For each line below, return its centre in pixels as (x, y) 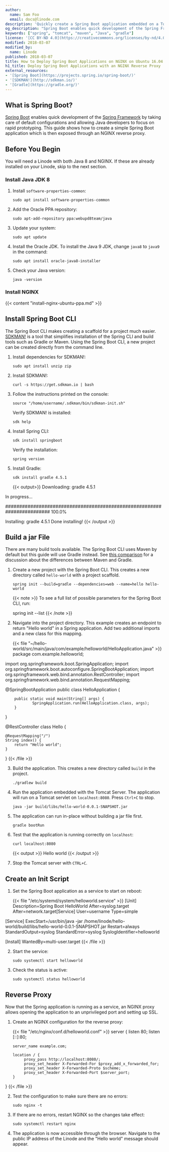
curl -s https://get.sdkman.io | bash (53, 385)
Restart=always (123, 926)
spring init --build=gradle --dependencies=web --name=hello (78, 585)
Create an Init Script (37, 879)
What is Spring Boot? (39, 105)
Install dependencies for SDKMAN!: (49, 357)
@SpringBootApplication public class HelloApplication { (63, 690)
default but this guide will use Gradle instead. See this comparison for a (79, 555)
